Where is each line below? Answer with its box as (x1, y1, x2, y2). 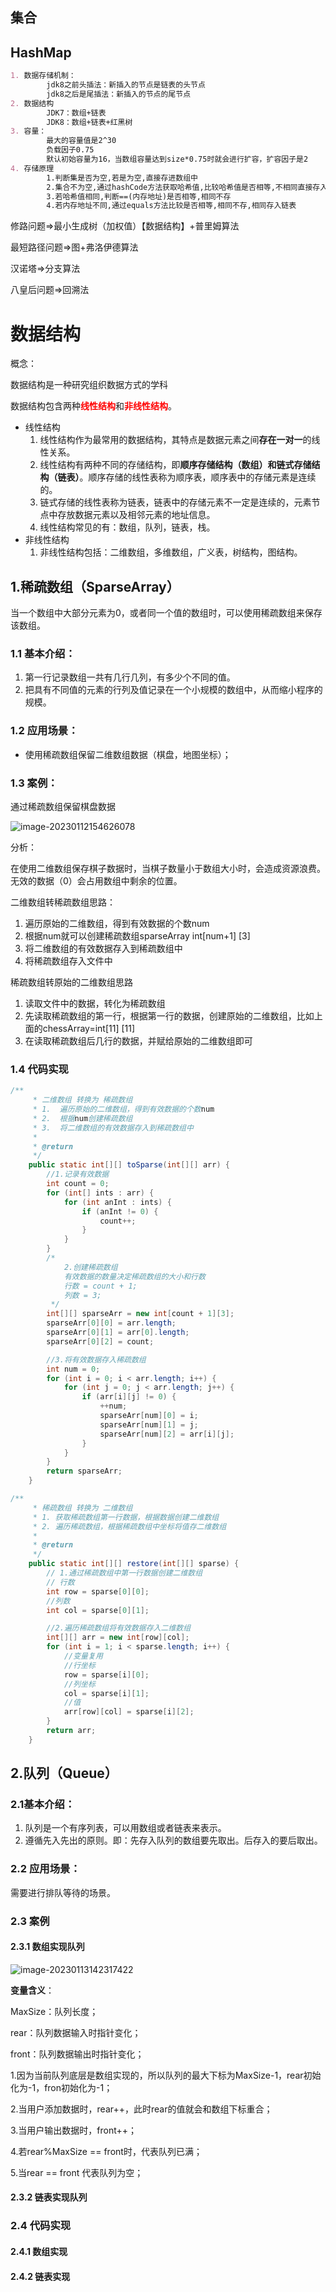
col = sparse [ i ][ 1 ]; (63, 1688, 150, 1698)
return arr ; (46, 1726, 97, 1736)
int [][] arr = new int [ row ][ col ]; (46, 1633, 190, 1643)
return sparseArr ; (46, 1466, 123, 1477)
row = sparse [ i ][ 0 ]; (63, 1669, 150, 1680)
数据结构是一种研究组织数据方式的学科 (10, 379, 168, 391)
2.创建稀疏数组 (63, 1262, 118, 1272)
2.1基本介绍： (10, 1798, 76, 1812)
